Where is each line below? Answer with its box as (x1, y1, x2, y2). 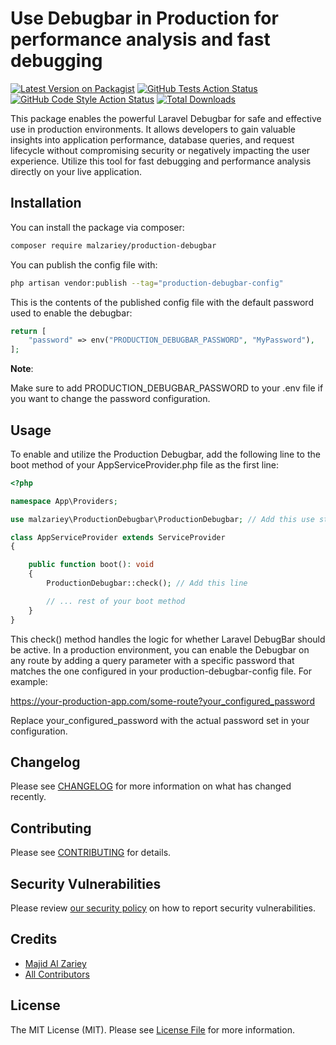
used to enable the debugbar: (10, 307, 133, 319)
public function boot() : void (28, 560, 155, 570)
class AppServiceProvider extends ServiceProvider (10, 532, 226, 542)
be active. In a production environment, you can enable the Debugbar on (10, 643, 310, 656)
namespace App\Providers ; (10, 496, 118, 506)
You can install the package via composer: (10, 221, 185, 233)
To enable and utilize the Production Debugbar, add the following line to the (10, 448, 321, 460)
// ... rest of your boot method (46, 596, 186, 606)
